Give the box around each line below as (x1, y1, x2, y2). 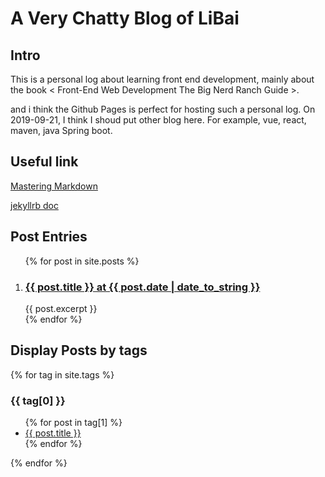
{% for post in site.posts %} (24, 255, 140, 267)
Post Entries (10, 228, 88, 246)
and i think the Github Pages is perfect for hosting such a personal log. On (10, 103, 316, 115)
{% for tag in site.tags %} (10, 368, 115, 381)
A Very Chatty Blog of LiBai (10, 7, 240, 30)
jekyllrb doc (10, 199, 59, 211)
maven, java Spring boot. (10, 125, 113, 136)
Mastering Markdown (10, 180, 98, 192)
